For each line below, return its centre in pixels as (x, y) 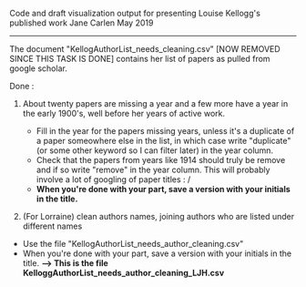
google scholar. (39, 68)
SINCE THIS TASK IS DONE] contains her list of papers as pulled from (140, 59)
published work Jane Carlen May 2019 (82, 23)
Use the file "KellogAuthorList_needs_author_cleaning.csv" (133, 244)
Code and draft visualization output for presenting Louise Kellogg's (135, 13)
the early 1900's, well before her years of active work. (124, 113)
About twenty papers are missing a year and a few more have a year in (155, 103)
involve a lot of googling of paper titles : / (113, 179)
